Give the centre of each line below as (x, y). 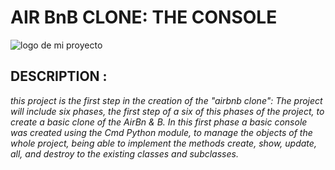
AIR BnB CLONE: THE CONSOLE (144, 17)
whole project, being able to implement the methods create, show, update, (163, 143)
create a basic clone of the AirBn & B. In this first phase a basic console (159, 122)
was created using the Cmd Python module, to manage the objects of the (161, 132)
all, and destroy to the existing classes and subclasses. (124, 153)
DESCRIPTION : (59, 76)
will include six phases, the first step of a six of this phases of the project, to (167, 111)
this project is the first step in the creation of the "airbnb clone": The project (166, 100)
